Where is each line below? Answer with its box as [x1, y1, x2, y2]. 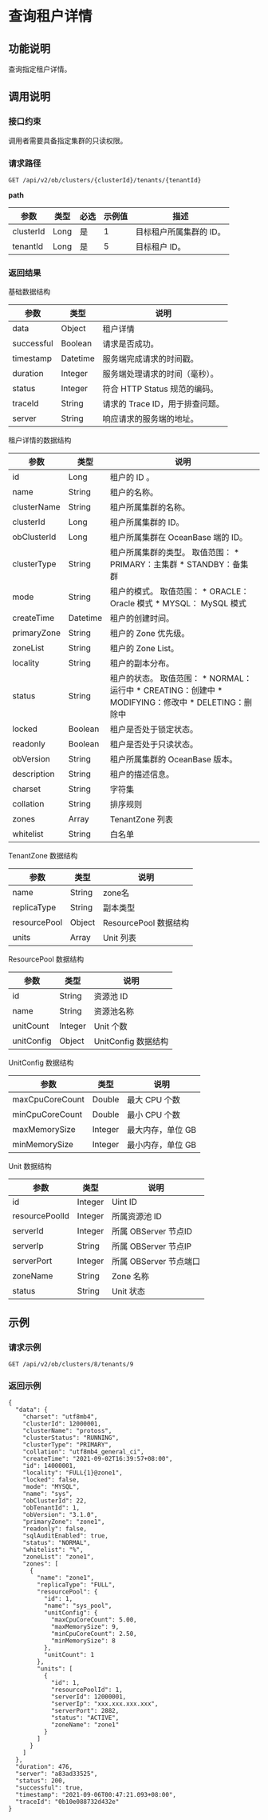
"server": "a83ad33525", [15, 1770, 98, 1778]
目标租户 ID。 [135, 241, 186, 252]
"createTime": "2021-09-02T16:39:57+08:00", [22, 1455, 173, 1463]
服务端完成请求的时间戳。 [102, 354, 199, 365]
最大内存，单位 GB [127, 1125, 197, 1136]
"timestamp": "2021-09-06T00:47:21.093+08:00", [15, 1791, 177, 1799]
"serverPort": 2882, [50, 1707, 120, 1715]
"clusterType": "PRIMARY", [22, 1441, 112, 1449]
